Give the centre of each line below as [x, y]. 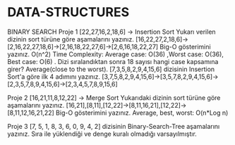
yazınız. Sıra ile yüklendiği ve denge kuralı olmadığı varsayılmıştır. [102, 134]
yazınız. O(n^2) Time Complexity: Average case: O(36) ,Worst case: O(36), [116, 54]
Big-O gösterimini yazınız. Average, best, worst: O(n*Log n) [142, 113]
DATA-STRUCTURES [68, 12]
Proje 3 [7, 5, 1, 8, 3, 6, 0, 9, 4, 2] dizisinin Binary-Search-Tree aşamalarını [114, 126]
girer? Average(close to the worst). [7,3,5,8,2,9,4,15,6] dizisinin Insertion [111, 69]
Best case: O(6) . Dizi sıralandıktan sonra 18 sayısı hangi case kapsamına [113, 61]
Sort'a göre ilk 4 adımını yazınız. [54, 76]
